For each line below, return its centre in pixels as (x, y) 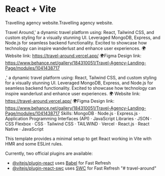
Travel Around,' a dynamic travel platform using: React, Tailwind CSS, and (80, 32)
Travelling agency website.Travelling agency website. (59, 23)
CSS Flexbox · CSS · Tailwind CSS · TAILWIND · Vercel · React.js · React (77, 124)
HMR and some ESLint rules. (34, 143)
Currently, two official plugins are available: (49, 153)
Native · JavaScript (24, 129)
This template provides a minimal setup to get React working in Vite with (78, 139)
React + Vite (31, 9)
